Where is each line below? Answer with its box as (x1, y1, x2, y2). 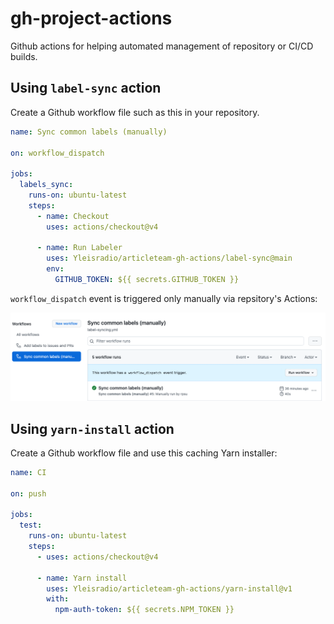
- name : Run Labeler (36, 243, 123, 253)
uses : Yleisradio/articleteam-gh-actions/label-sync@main (46, 253, 293, 264)
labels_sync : (19, 180, 74, 190)
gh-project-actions (10, 7, 173, 30)
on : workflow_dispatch (10, 148, 105, 158)
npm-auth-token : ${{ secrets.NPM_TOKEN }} (54, 605, 235, 615)
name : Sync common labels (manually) (10, 127, 168, 137)
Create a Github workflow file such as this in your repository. (10, 106, 260, 118)
